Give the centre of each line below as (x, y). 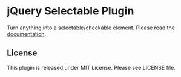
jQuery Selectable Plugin (71, 11)
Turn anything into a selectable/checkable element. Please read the (91, 28)
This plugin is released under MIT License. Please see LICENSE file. (91, 67)
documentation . (27, 34)
